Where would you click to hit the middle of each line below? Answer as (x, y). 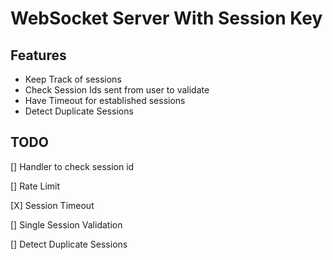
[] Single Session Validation (66, 224)
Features (38, 55)
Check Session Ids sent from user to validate (117, 90)
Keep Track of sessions (73, 79)
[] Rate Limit (35, 186)
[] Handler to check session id (72, 166)
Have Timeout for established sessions (105, 100)
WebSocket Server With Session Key (166, 18)
